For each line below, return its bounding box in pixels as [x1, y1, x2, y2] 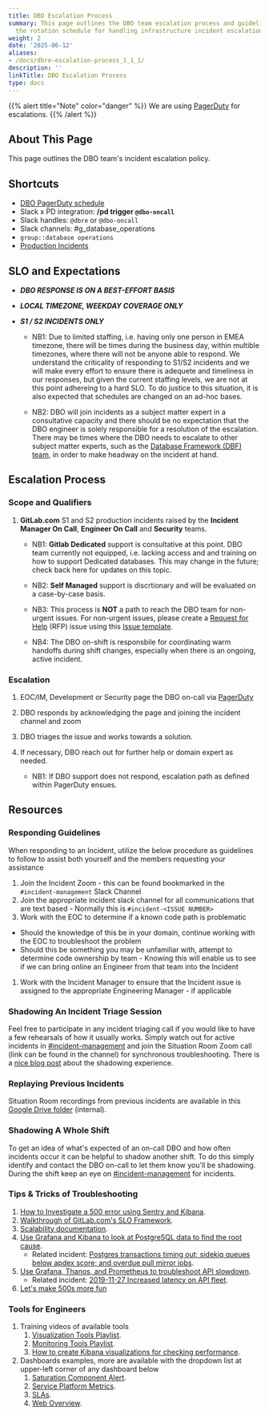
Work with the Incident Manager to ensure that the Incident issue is [19, 977, 242, 987]
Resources [8, 803, 63, 817]
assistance [8, 863, 44, 872]
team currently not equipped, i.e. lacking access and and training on [31, 548, 257, 557]
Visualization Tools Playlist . [31, 1330, 122, 1340]
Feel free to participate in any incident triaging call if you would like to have [8, 1024, 255, 1033]
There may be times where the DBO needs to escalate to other [31, 432, 239, 442]
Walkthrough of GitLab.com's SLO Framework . [19, 1215, 174, 1225]
